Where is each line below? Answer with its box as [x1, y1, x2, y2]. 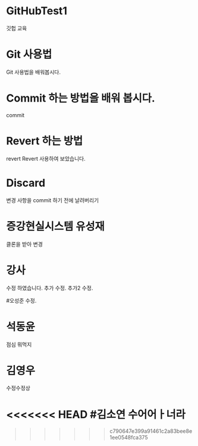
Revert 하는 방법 [6, 134, 83, 147]
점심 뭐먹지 [6, 341, 32, 348]
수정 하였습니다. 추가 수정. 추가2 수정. [6, 284, 93, 291]
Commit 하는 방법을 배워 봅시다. [6, 92, 156, 105]
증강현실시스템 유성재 [6, 219, 105, 233]
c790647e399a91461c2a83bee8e [109, 428, 193, 435]
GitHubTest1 [6, 4, 67, 18]
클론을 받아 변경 [6, 240, 43, 247]
